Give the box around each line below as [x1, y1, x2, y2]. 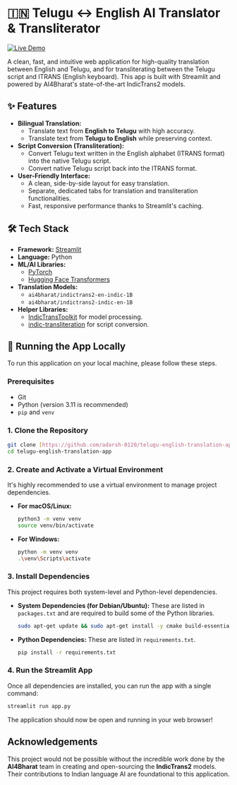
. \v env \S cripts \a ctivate [17, 555, 91, 562]
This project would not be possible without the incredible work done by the [7, 755, 225, 763]
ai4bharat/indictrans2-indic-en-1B [28, 298, 133, 306]
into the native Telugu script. [28, 157, 111, 165]
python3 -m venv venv [17, 516, 82, 523]
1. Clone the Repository [7, 425, 88, 435]
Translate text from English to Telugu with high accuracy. [28, 126, 195, 135]
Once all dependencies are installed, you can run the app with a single [7, 681, 212, 690]
